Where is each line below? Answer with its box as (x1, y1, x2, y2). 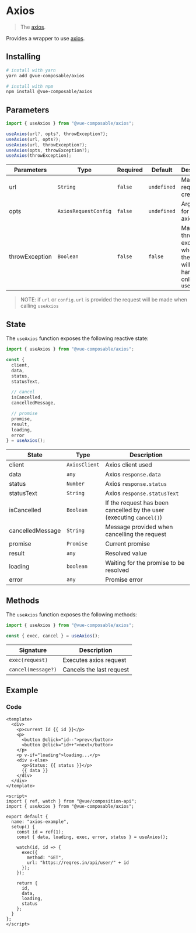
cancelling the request (104, 530, 166, 538)
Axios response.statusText (104, 489, 179, 498)
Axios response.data (104, 470, 162, 478)
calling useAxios (20, 303, 60, 310)
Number (66, 481, 85, 487)
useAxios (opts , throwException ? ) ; (6, 148, 90, 153)
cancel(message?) (9, 666, 57, 673)
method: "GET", (27, 855, 64, 860)
